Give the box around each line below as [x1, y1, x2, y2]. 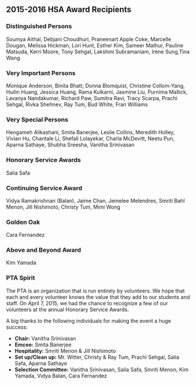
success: [6, 323, 28, 331]
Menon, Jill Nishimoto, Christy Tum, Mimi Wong [6, 203, 121, 210]
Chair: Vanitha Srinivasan [14, 335, 76, 342]
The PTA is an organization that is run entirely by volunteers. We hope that [6, 287, 185, 294]
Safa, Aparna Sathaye [14, 360, 67, 367]
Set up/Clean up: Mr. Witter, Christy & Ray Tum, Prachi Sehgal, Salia [14, 353, 180, 360]
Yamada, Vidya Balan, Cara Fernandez [14, 372, 107, 379]
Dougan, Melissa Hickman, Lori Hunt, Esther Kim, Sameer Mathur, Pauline [6, 42, 184, 49]
